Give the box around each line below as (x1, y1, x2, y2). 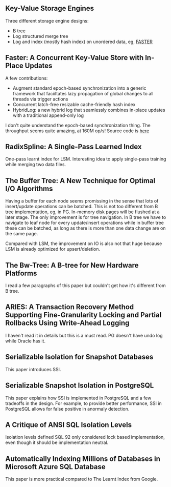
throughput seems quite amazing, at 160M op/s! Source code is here (5, 128, 150, 134)
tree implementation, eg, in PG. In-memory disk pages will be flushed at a (5, 209, 160, 215)
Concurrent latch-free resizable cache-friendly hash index (12, 101, 136, 107)
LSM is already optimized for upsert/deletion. (5, 246, 101, 252)
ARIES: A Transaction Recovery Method (5, 302, 134, 312)
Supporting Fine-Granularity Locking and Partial (5, 311, 162, 319)
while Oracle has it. (5, 338, 46, 344)
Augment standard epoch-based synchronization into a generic (12, 85, 146, 91)
